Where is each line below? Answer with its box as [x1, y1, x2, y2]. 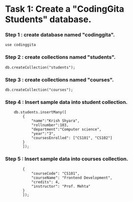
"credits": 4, [31, 179, 60, 184]
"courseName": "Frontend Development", [31, 175, 112, 180]
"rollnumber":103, [31, 123, 69, 128]
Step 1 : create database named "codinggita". [5, 31, 115, 38]
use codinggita [5, 43, 36, 48]
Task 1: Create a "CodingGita [5, 3, 125, 15]
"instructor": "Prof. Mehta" [31, 184, 91, 189]
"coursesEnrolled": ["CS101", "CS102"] [31, 136, 112, 141]
